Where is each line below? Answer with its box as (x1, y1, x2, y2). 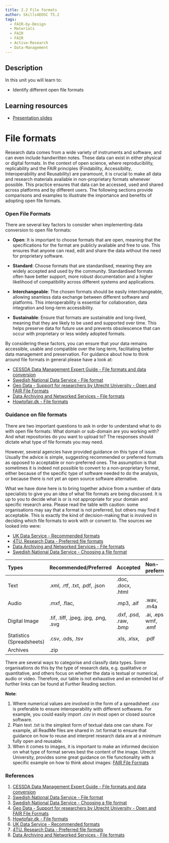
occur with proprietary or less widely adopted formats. (12, 331, 126, 337)
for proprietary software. (12, 253, 64, 259)
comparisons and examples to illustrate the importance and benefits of (5, 193, 152, 199)
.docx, (116, 582, 131, 589)
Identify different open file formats (12, 87, 84, 93)
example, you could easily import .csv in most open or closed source (12, 711, 155, 717)
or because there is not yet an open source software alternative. (5, 476, 138, 482)
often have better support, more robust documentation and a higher (12, 273, 153, 279)
